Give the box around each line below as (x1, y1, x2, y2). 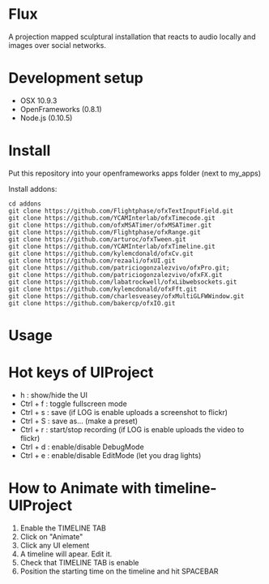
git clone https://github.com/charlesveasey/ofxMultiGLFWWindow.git (8, 292, 245, 301)
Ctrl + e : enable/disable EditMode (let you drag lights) (19, 450, 202, 460)
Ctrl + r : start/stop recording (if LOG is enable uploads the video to (19, 424, 245, 435)
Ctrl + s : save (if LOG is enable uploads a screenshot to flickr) (19, 407, 228, 417)
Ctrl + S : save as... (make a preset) (19, 416, 139, 426)
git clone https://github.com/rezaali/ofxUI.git (8, 257, 176, 265)
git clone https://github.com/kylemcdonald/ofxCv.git (8, 249, 194, 257)
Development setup (8, 69, 144, 88)
